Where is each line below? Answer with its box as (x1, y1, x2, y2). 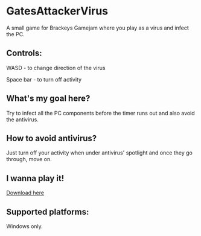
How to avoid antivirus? (6, 133, 97, 143)
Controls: (6, 48, 42, 59)
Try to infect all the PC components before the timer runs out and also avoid (6, 109, 195, 116)
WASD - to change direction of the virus (6, 64, 106, 71)
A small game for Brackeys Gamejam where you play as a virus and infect (6, 24, 189, 31)
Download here (6, 189, 44, 197)
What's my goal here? (6, 94, 91, 104)
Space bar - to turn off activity (6, 75, 82, 83)
